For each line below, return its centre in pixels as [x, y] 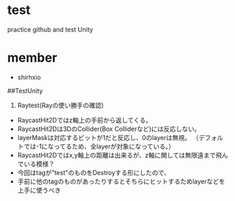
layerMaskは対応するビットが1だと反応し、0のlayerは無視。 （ [108, 137]
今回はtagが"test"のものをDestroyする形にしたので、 [94, 172]
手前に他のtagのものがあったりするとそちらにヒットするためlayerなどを [121, 181]
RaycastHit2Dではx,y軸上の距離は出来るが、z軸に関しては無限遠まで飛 [120, 155]
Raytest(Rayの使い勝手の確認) [60, 105]
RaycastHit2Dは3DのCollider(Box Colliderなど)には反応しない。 [109, 129]
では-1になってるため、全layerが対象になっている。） [99, 146]
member [32, 58]
